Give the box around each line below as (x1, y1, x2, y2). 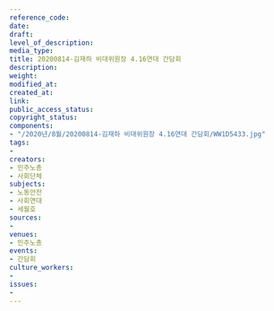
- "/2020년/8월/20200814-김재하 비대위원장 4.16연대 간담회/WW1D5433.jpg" (9, 130, 266, 139)
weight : (9, 72, 39, 81)
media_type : (9, 47, 54, 56)
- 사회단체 (9, 171, 43, 180)
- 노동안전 (9, 188, 43, 197)
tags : (9, 138, 30, 147)
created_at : (9, 88, 54, 97)
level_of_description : (9, 38, 94, 48)
